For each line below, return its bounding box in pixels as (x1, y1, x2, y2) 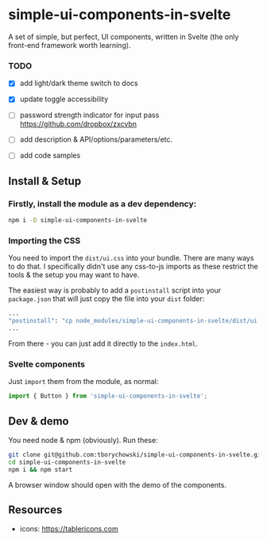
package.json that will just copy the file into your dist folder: (8, 294, 205, 304)
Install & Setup (8, 174, 82, 188)
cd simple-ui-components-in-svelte (8, 458, 126, 466)
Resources (8, 504, 63, 517)
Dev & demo (8, 414, 69, 428)
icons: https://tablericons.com (19, 524, 118, 534)
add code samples (19, 151, 81, 160)
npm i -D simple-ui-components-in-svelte (8, 217, 148, 225)
